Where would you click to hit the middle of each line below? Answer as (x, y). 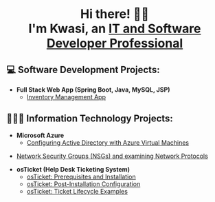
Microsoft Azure (40, 135)
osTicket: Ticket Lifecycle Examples (77, 191)
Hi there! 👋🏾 (115, 14)
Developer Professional (115, 43)
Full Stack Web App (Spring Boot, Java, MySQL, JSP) (93, 90)
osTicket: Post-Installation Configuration (83, 184)
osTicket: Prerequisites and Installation (81, 176)
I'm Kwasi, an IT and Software (115, 29)
